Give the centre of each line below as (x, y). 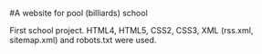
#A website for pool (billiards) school (79, 13)
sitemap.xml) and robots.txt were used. (83, 40)
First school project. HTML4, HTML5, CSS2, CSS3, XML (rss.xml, (131, 30)
